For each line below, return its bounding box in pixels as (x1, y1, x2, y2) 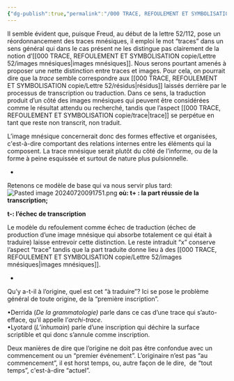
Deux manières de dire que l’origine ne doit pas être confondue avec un (7, 343, 213, 352)
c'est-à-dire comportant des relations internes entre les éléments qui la (7, 139, 212, 147)
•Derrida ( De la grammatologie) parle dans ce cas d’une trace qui (7, 308, 196, 316)
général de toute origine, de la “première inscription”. (7, 294, 159, 303)
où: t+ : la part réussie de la (118, 188, 200, 197)
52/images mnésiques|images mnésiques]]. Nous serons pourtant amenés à (7, 59, 226, 67)
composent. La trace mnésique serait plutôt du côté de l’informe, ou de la (7, 147, 218, 155)
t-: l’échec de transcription (7, 209, 86, 218)
